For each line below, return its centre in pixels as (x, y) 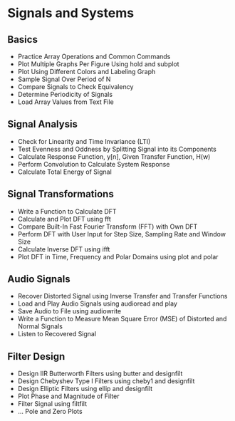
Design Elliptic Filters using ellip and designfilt (85, 389)
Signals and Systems (70, 13)
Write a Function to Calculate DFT (67, 211)
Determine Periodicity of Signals (65, 94)
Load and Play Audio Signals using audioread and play (98, 303)
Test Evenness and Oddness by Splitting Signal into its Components (117, 149)
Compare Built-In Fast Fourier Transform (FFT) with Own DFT (108, 227)
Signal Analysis (43, 124)
